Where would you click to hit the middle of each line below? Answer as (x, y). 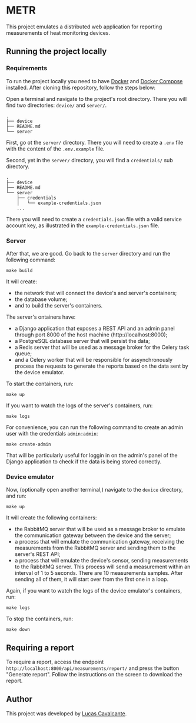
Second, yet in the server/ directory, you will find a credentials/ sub (89, 160)
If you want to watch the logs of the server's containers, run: (79, 405)
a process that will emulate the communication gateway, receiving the (99, 542)
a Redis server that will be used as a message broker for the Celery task (102, 347)
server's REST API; (37, 554)
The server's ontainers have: (41, 317)
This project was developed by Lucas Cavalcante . (67, 713)
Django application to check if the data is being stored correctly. (84, 462)
